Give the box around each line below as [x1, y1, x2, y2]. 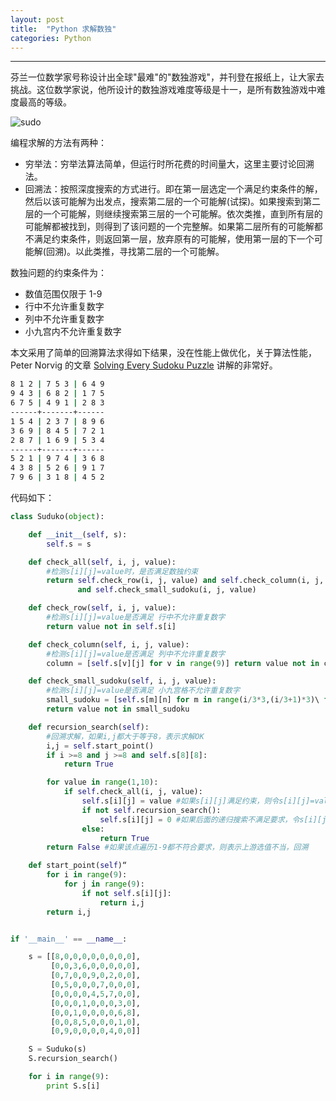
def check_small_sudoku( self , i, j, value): [28, 676, 217, 686]
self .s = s [46, 539, 92, 549]
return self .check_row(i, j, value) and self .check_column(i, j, [46, 576, 325, 586]
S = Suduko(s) [28, 1044, 87, 1055]
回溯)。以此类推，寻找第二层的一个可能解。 [45, 246, 225, 258]
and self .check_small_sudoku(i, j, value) [77, 585, 257, 595]
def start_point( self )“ [28, 861, 128, 871]
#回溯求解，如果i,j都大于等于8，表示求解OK [46, 731, 205, 741]
